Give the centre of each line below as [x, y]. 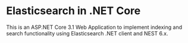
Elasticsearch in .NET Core [73, 11]
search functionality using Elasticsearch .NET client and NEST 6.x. [87, 33]
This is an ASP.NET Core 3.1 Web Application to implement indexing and [94, 27]
